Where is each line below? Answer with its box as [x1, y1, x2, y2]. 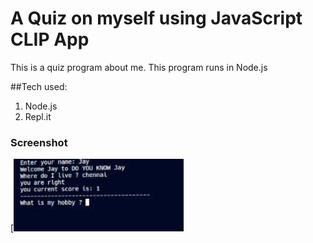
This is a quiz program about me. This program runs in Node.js [10, 61, 268, 73]
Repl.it [24, 110, 52, 122]
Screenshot [10, 135, 68, 149]
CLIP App [10, 28, 90, 51]
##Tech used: [10, 80, 68, 92]
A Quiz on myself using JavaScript [10, 7, 303, 30]
